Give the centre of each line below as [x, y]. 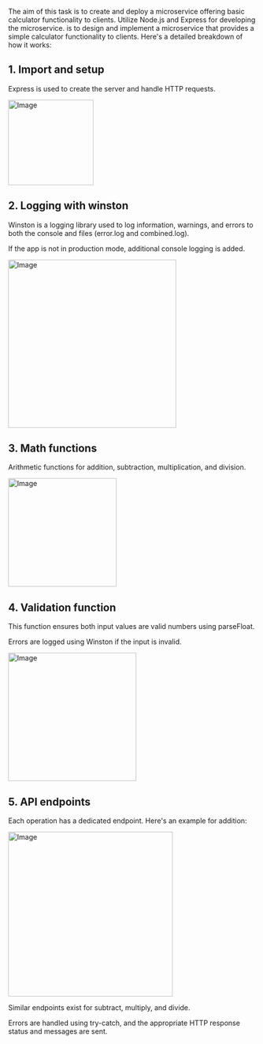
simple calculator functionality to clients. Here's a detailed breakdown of [126, 36]
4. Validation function [62, 607]
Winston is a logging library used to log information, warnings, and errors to [131, 225]
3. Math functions [52, 449]
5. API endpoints [50, 801]
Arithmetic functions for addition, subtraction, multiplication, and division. [127, 467]
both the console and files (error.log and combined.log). [99, 233]
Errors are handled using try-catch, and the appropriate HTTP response [124, 1023]
